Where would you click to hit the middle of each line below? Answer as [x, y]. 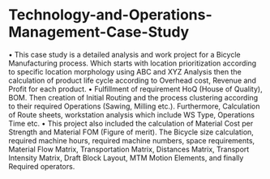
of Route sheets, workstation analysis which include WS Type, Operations [132, 114]
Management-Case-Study [99, 32]
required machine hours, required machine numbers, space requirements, [132, 140]
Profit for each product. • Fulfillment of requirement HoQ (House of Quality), [135, 89]
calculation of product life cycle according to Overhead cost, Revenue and [133, 80]
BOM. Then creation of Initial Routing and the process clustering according [133, 97]
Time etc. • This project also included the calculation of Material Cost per [131, 123]
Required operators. [42, 166]
